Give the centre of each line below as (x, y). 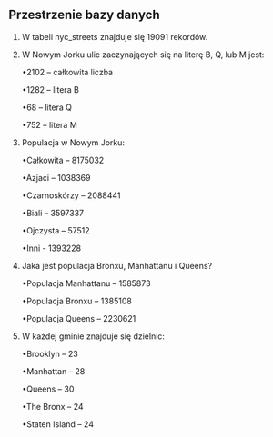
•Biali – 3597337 (53, 213)
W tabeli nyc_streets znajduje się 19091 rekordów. (115, 36)
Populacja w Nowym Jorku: (73, 142)
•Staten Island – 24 (58, 424)
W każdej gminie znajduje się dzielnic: (93, 336)
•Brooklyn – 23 (50, 353)
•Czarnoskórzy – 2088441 (71, 195)
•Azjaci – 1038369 (56, 177)
